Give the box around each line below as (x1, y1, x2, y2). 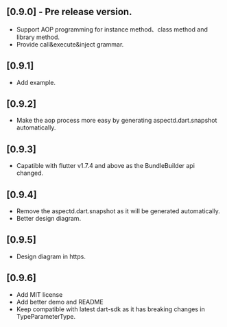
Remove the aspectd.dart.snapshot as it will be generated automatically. (16, 207, 221, 215)
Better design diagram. (16, 215, 82, 223)
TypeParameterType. (16, 312, 76, 320)
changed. (16, 169, 44, 178)
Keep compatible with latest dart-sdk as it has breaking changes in (16, 305, 205, 313)
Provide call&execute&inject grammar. (16, 40, 124, 48)
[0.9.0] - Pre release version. (6, 6, 132, 18)
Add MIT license (16, 290, 63, 298)
